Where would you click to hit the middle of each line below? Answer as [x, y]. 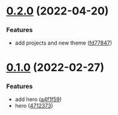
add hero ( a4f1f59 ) [38, 99]
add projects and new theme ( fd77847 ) [64, 43]
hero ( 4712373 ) [34, 105]
